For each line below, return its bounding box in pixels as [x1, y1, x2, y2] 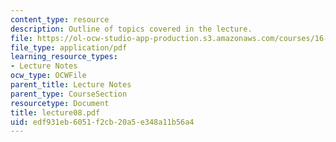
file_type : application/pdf [10, 42, 128, 53]
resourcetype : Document [10, 98, 110, 108]
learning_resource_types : [10, 52, 118, 62]
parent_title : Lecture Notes [10, 80, 132, 90]
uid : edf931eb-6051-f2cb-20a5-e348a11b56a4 [10, 117, 195, 127]
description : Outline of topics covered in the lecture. [10, 24, 253, 34]
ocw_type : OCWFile [10, 71, 87, 81]
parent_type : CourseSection [10, 89, 128, 99]
